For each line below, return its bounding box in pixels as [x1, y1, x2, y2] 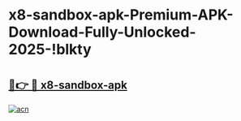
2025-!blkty [8, 41, 92, 58]
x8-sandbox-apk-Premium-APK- [8, 6, 234, 24]
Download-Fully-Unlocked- [8, 23, 196, 41]
